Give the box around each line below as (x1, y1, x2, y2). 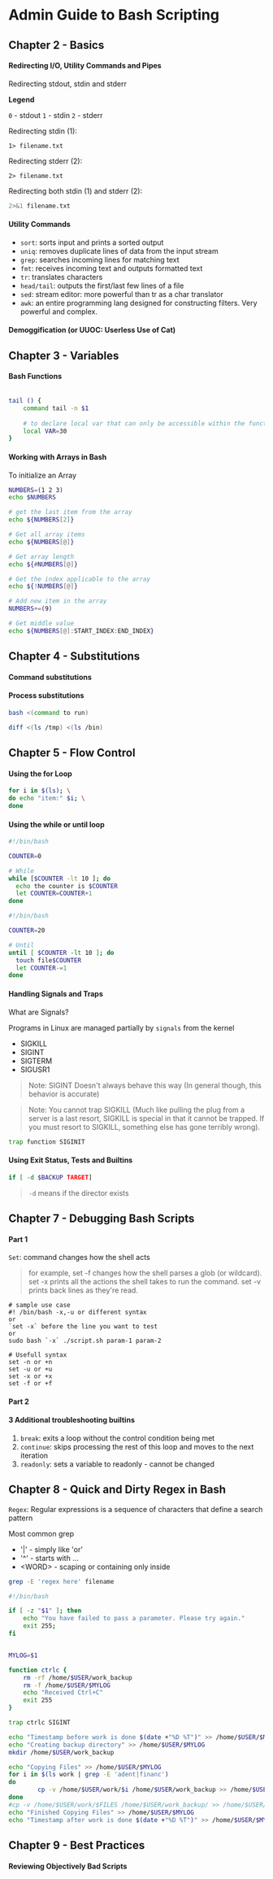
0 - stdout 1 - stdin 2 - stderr (8, 110, 103, 120)
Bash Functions (8, 372, 63, 381)
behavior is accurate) (28, 1088, 100, 1099)
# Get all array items (8, 530, 85, 538)
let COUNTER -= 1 (15, 964, 67, 972)
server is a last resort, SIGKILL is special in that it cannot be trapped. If (28, 1113, 265, 1123)
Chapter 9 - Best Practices (8, 1838, 145, 1852)
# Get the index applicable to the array (8, 575, 151, 583)
